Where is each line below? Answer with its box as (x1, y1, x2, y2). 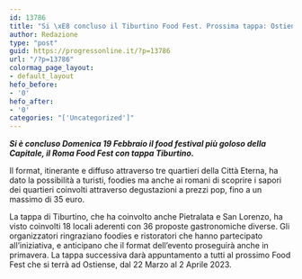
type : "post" (9, 38, 58, 48)
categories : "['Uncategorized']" (9, 113, 135, 122)
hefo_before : (9, 80, 58, 89)
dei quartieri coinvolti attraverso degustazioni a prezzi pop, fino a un (9, 184, 262, 195)
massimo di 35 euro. (9, 194, 85, 205)
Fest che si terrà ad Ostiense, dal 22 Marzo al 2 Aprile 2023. (9, 259, 232, 270)
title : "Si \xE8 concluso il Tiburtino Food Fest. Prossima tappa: (9, 22, 268, 31)
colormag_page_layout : (9, 64, 94, 73)
